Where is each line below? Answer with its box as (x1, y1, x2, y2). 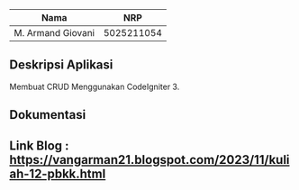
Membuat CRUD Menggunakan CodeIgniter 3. (9, 81, 180, 92)
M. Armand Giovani (14, 27, 95, 39)
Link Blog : (9, 138, 69, 153)
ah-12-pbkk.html (9, 166, 106, 181)
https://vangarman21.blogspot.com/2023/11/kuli (9, 152, 290, 167)
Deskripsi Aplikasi (9, 58, 113, 73)
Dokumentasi (9, 107, 86, 122)
